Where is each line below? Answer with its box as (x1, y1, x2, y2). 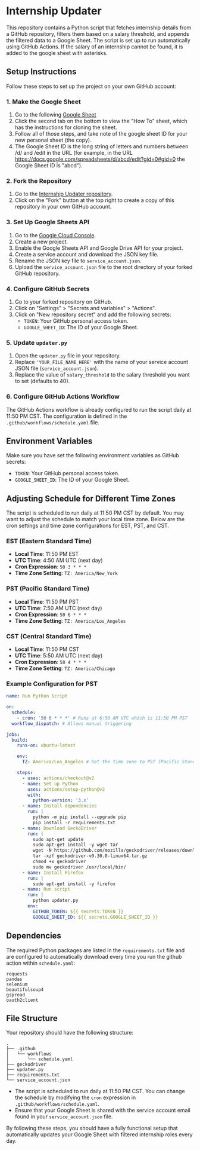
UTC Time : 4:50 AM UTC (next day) (14, 557, 103, 564)
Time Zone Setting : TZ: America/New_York (14, 570, 118, 577)
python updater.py (32, 898, 79, 904)
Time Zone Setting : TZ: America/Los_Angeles (14, 617, 126, 624)
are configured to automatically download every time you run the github (6, 953, 182, 960)
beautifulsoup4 (6, 986, 44, 993)
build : (11, 737, 28, 743)
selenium (6, 981, 28, 987)
